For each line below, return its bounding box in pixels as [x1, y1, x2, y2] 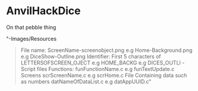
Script [20, 65, 36, 72]
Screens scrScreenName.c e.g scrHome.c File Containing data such [20, 71, 187, 79]
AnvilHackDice [6, 4, 81, 18]
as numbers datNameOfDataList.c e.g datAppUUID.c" [20, 78, 152, 85]
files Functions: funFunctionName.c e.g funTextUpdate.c [36, 65, 175, 72]
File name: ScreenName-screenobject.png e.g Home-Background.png [20, 46, 193, 54]
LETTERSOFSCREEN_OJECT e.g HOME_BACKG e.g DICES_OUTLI [20, 59, 181, 66]
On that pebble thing [6, 24, 56, 31]
